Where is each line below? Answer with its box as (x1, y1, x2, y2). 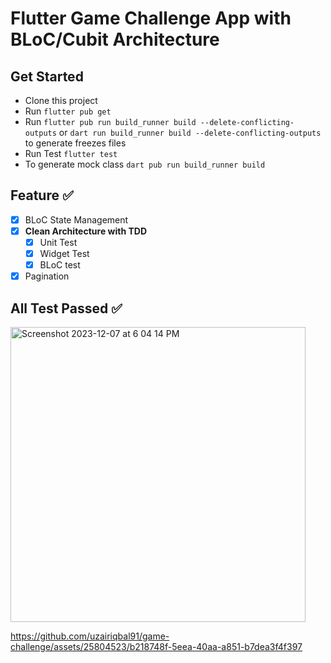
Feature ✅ (10, 187, 74, 204)
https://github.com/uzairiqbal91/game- (10, 630, 170, 642)
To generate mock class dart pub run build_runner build (24, 158, 266, 170)
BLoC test (39, 259, 81, 271)
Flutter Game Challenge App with (10, 7, 292, 30)
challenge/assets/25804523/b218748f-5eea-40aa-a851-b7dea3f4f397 (10, 641, 303, 652)
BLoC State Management (24, 213, 129, 226)
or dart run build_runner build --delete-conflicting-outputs (58, 127, 322, 138)
